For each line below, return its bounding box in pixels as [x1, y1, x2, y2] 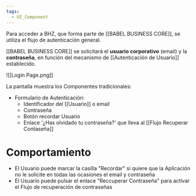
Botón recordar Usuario [23, 112, 80, 120]
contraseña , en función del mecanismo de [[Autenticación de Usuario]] [6, 54, 180, 61]
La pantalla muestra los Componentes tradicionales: [6, 82, 132, 90]
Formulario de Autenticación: [14, 94, 85, 101]
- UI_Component [11, 14, 49, 20]
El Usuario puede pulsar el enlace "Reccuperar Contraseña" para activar [14, 177, 190, 184]
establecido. [6, 60, 36, 67]
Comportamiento [6, 146, 92, 159]
